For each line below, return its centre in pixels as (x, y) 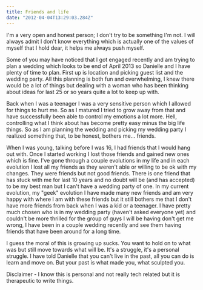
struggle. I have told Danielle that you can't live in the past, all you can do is (100, 256)
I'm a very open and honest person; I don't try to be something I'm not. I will (101, 35)
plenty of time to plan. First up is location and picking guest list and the (95, 72)
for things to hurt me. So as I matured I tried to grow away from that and (96, 110)
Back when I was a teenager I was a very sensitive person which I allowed (98, 103)
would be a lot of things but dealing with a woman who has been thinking (98, 85)
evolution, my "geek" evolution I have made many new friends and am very (100, 192)
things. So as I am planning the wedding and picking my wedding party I (96, 129)
